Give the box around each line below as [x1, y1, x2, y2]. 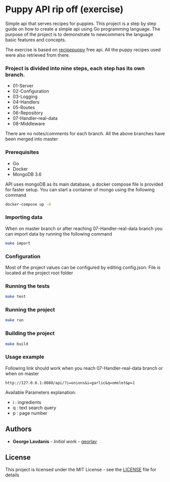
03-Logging [12, 93, 38, 100]
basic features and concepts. [5, 37, 66, 43]
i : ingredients [12, 399, 42, 405]
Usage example [5, 353, 45, 361]
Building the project [5, 330, 55, 337]
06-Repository [12, 110, 43, 116]
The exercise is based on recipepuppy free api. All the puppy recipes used [5, 46, 161, 53]
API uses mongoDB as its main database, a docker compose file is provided [5, 181, 163, 187]
